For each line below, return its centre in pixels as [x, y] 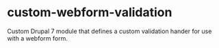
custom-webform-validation [90, 13]
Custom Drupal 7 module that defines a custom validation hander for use [109, 31]
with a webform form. [38, 38]
